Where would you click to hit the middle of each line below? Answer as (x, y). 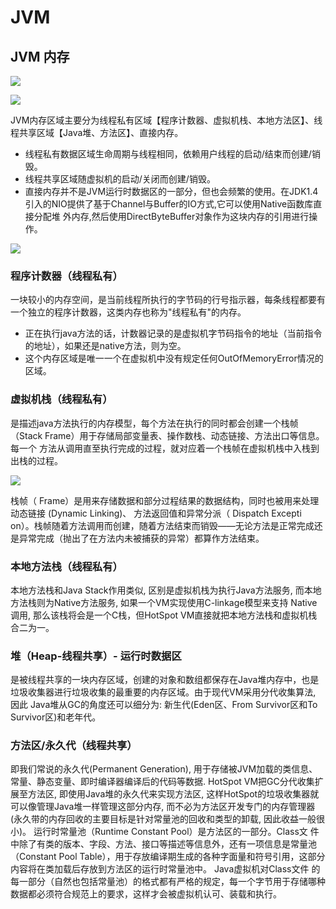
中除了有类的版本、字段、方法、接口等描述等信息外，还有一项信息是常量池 (163, 844)
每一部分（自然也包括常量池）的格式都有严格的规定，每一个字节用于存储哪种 (168, 882)
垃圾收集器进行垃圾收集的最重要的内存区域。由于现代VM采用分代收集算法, (163, 692)
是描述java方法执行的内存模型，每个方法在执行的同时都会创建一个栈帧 (154, 423)
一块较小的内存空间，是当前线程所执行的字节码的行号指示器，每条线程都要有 (168, 300)
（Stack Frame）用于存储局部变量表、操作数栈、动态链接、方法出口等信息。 (167, 435)
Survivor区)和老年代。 (56, 717)
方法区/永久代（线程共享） (74, 746)
